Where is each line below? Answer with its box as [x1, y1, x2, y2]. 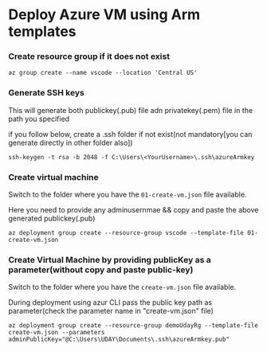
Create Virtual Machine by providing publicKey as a [8, 255, 211, 265]
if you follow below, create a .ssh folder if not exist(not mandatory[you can [8, 129, 253, 138]
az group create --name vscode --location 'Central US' [8, 69, 198, 77]
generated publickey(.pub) [8, 213, 96, 224]
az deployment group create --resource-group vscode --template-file [8, 229, 245, 237]
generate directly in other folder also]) [8, 138, 133, 147]
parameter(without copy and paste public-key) [8, 264, 194, 275]
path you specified [8, 114, 70, 123]
